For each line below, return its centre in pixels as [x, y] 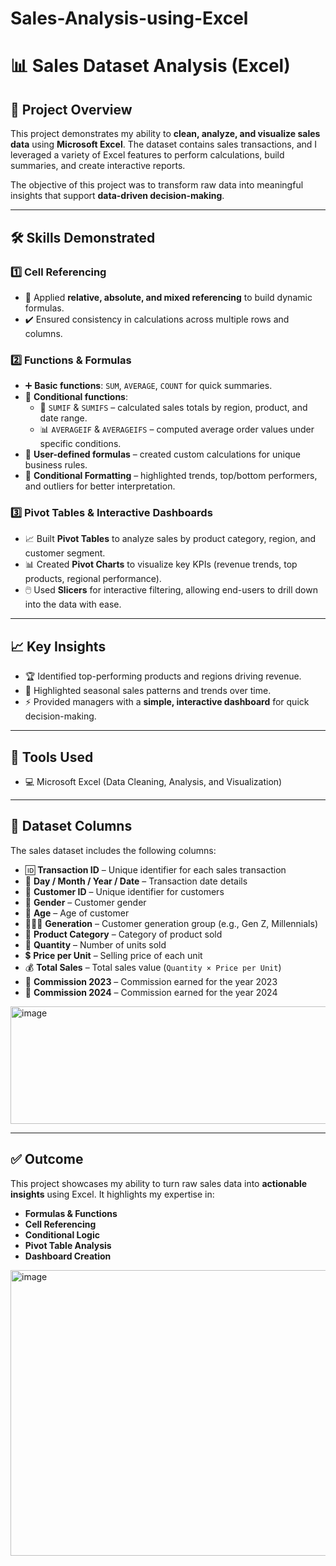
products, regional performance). [93, 579]
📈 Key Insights [58, 646]
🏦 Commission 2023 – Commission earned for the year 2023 [151, 981]
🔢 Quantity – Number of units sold [95, 944]
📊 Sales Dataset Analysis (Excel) [150, 66]
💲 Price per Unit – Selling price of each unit [113, 955]
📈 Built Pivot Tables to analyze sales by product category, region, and [170, 539]
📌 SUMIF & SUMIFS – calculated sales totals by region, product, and [173, 408]
